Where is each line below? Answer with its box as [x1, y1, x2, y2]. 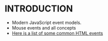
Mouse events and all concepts [11, 24, 76, 30]
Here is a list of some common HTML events [11, 30, 103, 36]
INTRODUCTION [4, 3, 73, 14]
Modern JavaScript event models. [11, 19, 82, 25]
